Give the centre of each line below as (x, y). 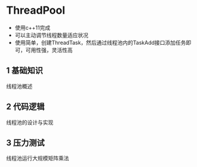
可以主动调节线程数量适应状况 (51, 35)
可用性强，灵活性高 (49, 50)
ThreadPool (36, 10)
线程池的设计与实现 (30, 122)
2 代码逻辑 (25, 107)
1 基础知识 (25, 71)
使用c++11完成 (33, 27)
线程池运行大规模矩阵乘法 (38, 158)
